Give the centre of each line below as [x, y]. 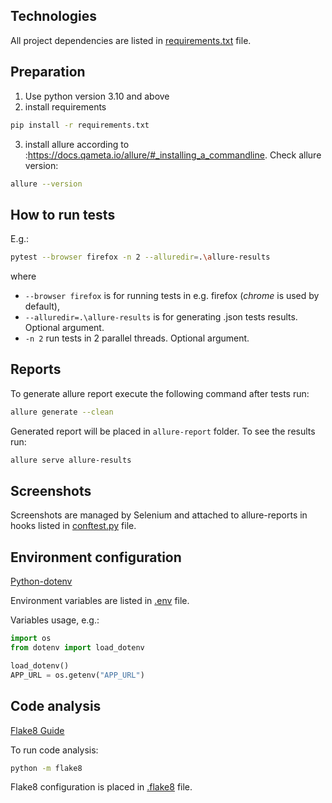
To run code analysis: [54, 750]
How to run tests [63, 214]
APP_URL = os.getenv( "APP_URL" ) [77, 675]
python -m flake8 [46, 768]
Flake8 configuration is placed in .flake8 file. [101, 787]
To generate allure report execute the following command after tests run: [160, 393]
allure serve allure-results [71, 460]
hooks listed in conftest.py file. [73, 526]
